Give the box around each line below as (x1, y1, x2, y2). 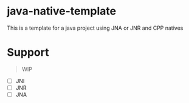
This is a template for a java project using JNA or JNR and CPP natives (7, 24, 184, 32)
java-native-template (7, 4, 117, 18)
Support (7, 45, 49, 59)
